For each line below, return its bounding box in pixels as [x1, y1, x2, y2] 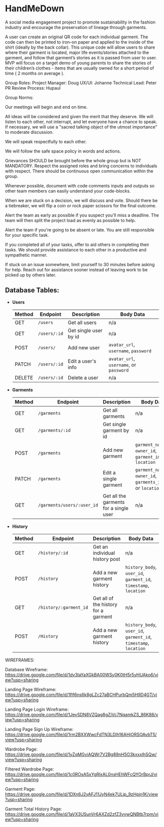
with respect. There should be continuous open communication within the [5, 168, 154, 174]
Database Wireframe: [5, 666, 48, 672]
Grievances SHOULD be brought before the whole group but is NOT [5, 157, 142, 163]
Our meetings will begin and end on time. [5, 104, 88, 110]
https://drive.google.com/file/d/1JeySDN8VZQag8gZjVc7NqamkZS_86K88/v [5, 711, 159, 717]
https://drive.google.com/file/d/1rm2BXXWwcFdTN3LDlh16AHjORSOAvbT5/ [5, 731, 157, 737]
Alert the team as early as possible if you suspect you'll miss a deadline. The [5, 212, 159, 218]
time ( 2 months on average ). [5, 70, 64, 76]
